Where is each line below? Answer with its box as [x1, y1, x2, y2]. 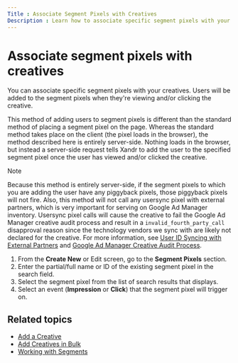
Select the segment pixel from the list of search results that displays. [17, 278, 219, 286]
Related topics [7, 313, 72, 325]
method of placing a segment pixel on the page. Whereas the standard [7, 122, 215, 132]
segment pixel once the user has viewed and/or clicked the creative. [7, 153, 207, 162]
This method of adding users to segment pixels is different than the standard [7, 115, 232, 124]
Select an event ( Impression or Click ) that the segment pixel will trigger [17, 285, 228, 294]
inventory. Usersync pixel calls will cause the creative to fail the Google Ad [7, 211, 226, 219]
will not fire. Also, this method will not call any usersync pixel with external [7, 196, 225, 204]
